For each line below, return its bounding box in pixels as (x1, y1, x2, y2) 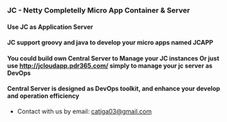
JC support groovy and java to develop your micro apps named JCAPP (7, 39, 213, 47)
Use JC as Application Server (7, 23, 93, 31)
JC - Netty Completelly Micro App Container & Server (7, 6, 190, 15)
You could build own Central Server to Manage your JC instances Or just (7, 54, 219, 62)
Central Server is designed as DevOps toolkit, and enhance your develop (7, 85, 220, 93)
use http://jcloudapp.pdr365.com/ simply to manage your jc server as (7, 61, 213, 70)
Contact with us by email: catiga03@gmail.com (17, 107, 152, 115)
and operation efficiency (7, 92, 80, 100)
